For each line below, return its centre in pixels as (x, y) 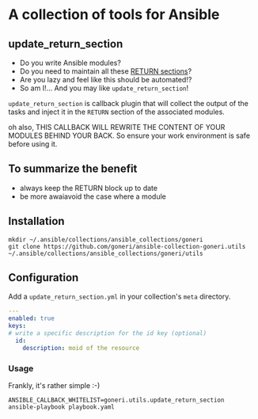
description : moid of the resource (81, 348)
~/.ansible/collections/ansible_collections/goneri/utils (106, 253)
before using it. (33, 144)
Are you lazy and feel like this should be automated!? (106, 80)
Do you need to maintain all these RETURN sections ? (106, 71)
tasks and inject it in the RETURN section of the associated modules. (117, 112)
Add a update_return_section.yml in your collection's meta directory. (120, 297)
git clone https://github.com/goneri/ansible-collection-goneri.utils (127, 246)
